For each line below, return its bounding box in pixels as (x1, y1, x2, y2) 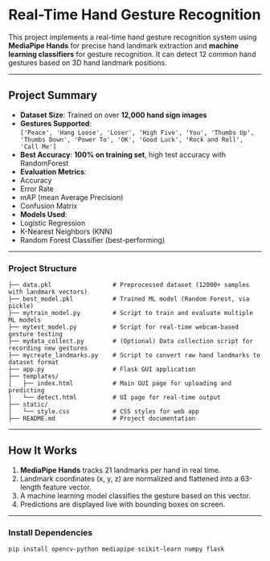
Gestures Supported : (19, 118, 92, 128)
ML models (8, 316, 42, 325)
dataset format (8, 358, 59, 366)
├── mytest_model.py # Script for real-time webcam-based (8, 323, 239, 331)
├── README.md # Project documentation (8, 415, 196, 423)
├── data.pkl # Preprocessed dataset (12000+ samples (8, 281, 250, 289)
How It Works (8, 444, 78, 457)
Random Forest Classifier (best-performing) (19, 235, 166, 244)
